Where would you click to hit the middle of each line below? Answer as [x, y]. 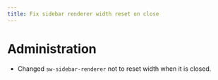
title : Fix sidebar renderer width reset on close [83, 14]
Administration [52, 48]
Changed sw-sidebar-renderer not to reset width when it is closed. [114, 69]
